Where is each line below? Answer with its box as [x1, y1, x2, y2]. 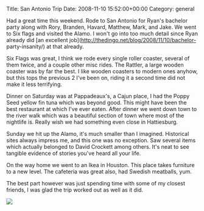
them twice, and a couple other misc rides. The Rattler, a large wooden [6, 61, 184, 68]
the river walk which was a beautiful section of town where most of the [6, 112, 185, 119]
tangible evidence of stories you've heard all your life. [6, 149, 141, 157]
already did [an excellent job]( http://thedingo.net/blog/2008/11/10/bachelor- [6, 37, 197, 43]
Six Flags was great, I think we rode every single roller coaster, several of [6, 55, 190, 62]
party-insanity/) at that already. [6, 43, 84, 50]
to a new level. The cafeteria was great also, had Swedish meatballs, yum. [6, 168, 192, 175]
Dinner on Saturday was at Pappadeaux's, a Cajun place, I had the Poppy [6, 93, 190, 99]
